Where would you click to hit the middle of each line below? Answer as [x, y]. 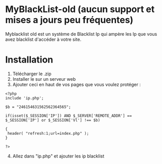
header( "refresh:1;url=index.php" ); [48, 133]
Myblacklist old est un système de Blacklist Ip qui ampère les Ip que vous [81, 34]
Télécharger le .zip [32, 74]
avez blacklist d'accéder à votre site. [43, 39]
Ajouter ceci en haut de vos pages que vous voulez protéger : [77, 84]
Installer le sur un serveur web [44, 79]
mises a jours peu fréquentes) [69, 20]
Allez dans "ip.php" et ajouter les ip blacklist [58, 156]
